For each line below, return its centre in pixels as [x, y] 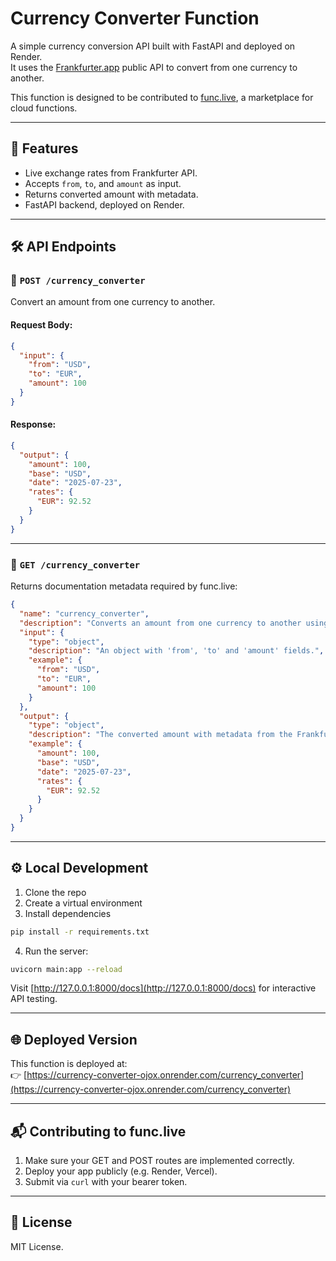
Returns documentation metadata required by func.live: [124, 586]
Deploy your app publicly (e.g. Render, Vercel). [121, 1171]
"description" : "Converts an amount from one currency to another [160, 623]
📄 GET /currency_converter [75, 564]
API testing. [34, 999]
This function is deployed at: [69, 1064]
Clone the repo [55, 892]
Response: [33, 424]
